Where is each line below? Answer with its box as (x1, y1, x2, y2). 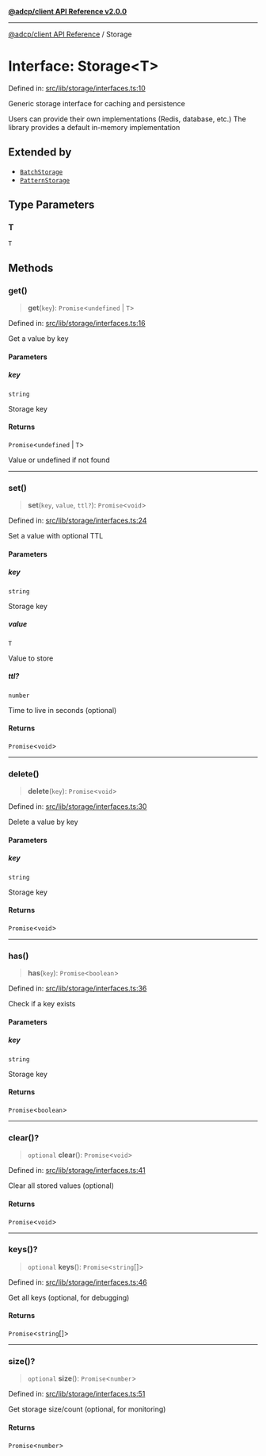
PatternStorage (19, 176, 70, 185)
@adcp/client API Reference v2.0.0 (8, 7, 127, 16)
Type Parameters (8, 198, 95, 212)
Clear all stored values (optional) (8, 1181, 115, 1190)
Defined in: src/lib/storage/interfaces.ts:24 (8, 515, 147, 526)
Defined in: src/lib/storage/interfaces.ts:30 (8, 802, 147, 811)
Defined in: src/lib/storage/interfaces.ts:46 (8, 1277, 148, 1287)
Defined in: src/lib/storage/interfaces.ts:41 (8, 1166, 146, 1175)
